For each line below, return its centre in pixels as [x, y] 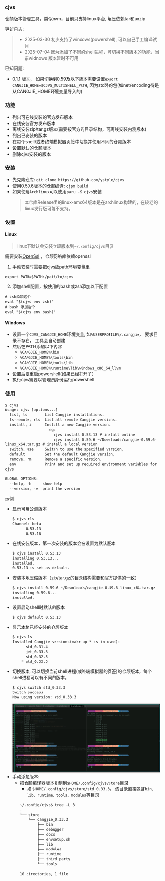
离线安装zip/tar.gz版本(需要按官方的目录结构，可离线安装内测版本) [79, 129]
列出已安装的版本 [29, 135]
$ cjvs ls [22, 637]
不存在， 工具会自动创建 [41, 341]
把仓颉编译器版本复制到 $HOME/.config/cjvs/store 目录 [74, 783]
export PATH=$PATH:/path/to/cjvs [39, 277]
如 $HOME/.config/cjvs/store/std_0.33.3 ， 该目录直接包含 [86, 789]
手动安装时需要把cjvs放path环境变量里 [51, 267]
